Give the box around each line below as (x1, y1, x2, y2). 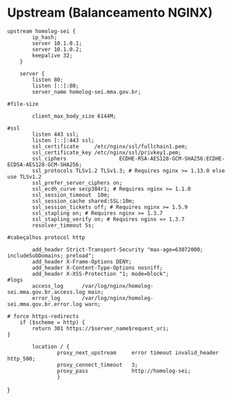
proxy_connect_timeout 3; (56, 361, 138, 368)
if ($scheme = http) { (19, 319, 85, 326)
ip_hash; (32, 33, 58, 41)
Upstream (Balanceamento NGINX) (7, 5, 213, 21)
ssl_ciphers (32, 155, 67, 162)
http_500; (7, 355, 36, 362)
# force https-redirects (7, 313, 79, 320)
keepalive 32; (32, 52, 73, 59)
